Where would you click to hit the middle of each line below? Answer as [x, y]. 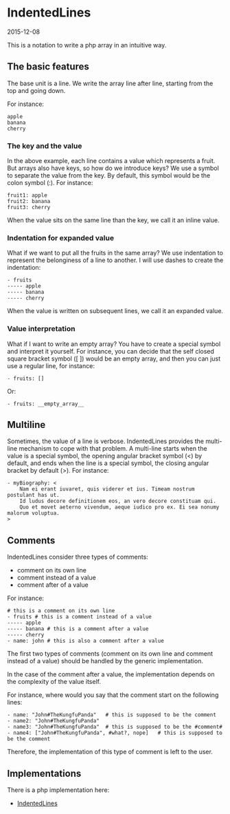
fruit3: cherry [29, 208]
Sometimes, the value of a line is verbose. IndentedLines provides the [106, 441]
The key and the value [45, 146]
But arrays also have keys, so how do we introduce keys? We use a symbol [113, 168]
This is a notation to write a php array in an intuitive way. [87, 45]
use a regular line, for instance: [51, 365]
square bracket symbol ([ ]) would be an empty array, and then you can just [114, 358]
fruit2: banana [29, 202]
